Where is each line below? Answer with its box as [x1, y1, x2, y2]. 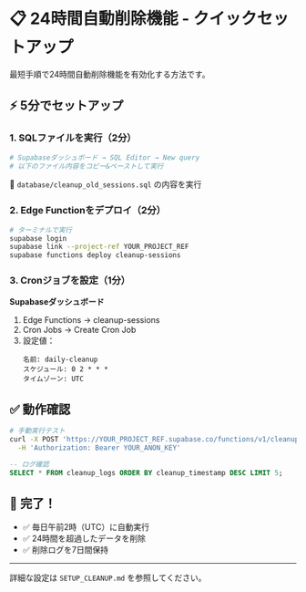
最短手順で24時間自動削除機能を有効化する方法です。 [9, 68, 210, 79]
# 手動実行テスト [9, 426, 66, 436]
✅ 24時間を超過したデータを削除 [22, 533, 146, 544]
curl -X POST [9, 435, 59, 444]
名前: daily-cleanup [22, 355, 98, 365]
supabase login [9, 234, 67, 243]
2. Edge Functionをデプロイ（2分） [9, 204, 167, 217]
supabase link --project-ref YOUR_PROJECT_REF [9, 243, 189, 252]
